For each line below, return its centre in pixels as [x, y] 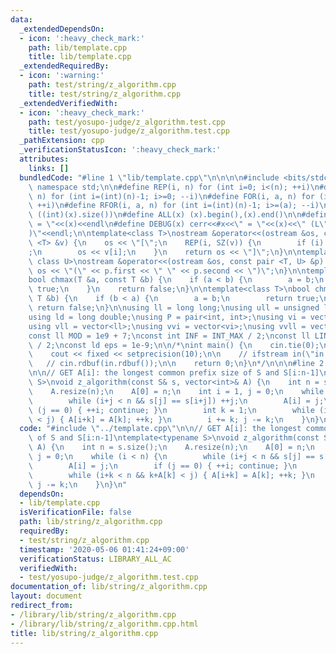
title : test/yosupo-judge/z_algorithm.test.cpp [129, 131]
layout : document [46, 596]
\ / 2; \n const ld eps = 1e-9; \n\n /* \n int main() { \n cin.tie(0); [174, 345]
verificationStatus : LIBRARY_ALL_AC [95, 559]
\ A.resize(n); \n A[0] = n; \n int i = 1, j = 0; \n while [176, 391]
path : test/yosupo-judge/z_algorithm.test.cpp [127, 122]
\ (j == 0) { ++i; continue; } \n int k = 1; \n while [171, 410]
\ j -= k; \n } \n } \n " [78, 484]
